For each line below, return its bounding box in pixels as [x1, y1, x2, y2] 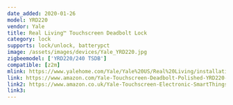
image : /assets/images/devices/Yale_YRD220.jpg [7, 49, 148, 56]
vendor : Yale [7, 23, 45, 30]
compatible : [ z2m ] [7, 61, 60, 68]
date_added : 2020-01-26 [7, 10, 76, 17]
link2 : [7, 81, 26, 88]
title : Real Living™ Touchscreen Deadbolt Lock [7, 29, 148, 37]
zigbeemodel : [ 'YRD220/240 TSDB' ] [7, 55, 107, 62]
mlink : [7, 68, 26, 75]
